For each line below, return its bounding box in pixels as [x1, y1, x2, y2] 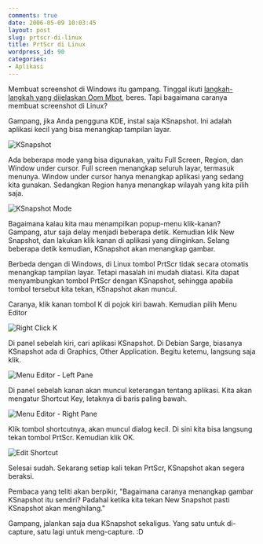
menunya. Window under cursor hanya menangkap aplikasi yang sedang [8, 171, 244, 181]
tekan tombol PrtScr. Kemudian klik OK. [8, 432, 135, 442]
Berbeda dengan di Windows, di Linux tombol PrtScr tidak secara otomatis [8, 259, 249, 268]
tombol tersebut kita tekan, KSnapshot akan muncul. [8, 284, 177, 293]
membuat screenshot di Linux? [8, 101, 108, 110]
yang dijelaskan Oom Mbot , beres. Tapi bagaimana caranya [35, 92, 228, 102]
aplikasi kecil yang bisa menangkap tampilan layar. [8, 124, 172, 134]
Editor [8, 307, 27, 317]
